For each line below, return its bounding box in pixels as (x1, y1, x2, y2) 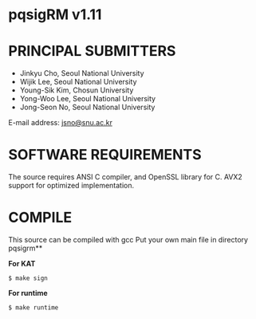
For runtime (8, 289, 48, 297)
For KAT (8, 259, 36, 268)
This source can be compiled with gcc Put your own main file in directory (8, 235, 249, 244)
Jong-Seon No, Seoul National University (19, 102, 156, 112)
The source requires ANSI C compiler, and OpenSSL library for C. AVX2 (8, 172, 243, 182)
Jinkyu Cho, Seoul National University (19, 69, 145, 78)
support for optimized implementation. (8, 181, 135, 191)
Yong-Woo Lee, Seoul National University (19, 94, 156, 104)
